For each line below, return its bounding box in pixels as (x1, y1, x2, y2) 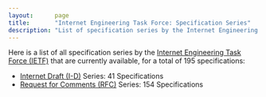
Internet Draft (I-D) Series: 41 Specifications (19, 72, 164, 81)
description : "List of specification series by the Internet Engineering (8, 26, 259, 34)
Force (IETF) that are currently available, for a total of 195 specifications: (8, 56, 245, 65)
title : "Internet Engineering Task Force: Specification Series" (8, 19, 251, 27)
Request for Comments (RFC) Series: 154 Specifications (19, 80, 204, 89)
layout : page (8, 11, 69, 20)
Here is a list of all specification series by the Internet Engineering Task (8, 48, 241, 58)
